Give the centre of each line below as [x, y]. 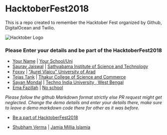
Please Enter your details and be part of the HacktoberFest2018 [83, 50]
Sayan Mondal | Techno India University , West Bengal [68, 82]
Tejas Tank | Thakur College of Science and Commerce [69, 77]
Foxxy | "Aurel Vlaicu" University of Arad [54, 72]
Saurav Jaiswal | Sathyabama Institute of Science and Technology [80, 67]
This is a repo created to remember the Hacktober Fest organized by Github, [83, 22]
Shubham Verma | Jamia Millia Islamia [51, 127]
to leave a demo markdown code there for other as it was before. [72, 108]
